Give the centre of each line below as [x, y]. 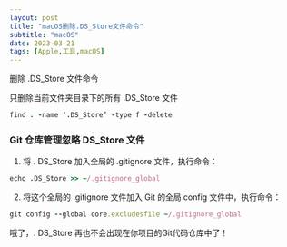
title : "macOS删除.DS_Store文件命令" [77, 26]
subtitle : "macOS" [44, 35]
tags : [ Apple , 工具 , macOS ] [57, 52]
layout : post [34, 18]
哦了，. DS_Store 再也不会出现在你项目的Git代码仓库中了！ [119, 233]
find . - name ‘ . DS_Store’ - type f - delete [91, 115]
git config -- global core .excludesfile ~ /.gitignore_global [126, 214]
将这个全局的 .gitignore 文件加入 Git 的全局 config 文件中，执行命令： [152, 197]
